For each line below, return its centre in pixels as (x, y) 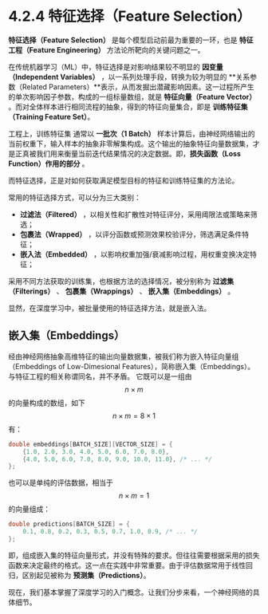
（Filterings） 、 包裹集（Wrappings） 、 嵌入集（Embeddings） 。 (122, 291)
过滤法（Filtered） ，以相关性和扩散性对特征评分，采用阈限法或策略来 (135, 214)
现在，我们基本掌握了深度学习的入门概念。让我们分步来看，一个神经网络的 (130, 592)
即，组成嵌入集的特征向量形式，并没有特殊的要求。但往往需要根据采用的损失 (134, 555)
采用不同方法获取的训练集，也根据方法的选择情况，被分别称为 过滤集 (121, 281)
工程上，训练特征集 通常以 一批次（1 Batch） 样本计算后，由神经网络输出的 (132, 133)
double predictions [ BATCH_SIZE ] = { (69, 524)
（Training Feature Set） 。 (51, 116)
